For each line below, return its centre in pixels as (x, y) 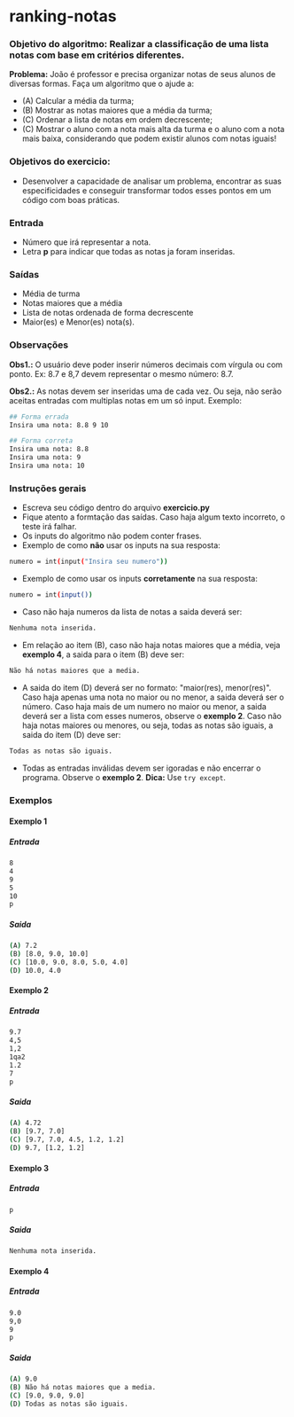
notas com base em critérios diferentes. (97, 55)
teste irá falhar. (49, 527)
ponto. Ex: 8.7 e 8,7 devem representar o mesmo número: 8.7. (121, 373)
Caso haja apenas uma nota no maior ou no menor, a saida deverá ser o (153, 697)
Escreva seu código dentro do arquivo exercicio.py (116, 508)
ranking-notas (63, 16)
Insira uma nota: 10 (47, 466)
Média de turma (51, 294)
